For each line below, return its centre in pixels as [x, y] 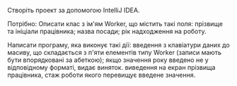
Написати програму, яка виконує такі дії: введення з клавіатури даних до [118, 45]
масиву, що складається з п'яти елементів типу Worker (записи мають [114, 53]
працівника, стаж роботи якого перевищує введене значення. [102, 75]
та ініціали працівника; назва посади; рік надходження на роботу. [107, 31]
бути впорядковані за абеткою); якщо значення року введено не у [108, 60]
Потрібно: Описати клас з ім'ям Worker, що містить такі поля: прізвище [115, 24]
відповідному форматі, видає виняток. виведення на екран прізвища [111, 67]
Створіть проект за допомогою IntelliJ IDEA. [74, 10]
